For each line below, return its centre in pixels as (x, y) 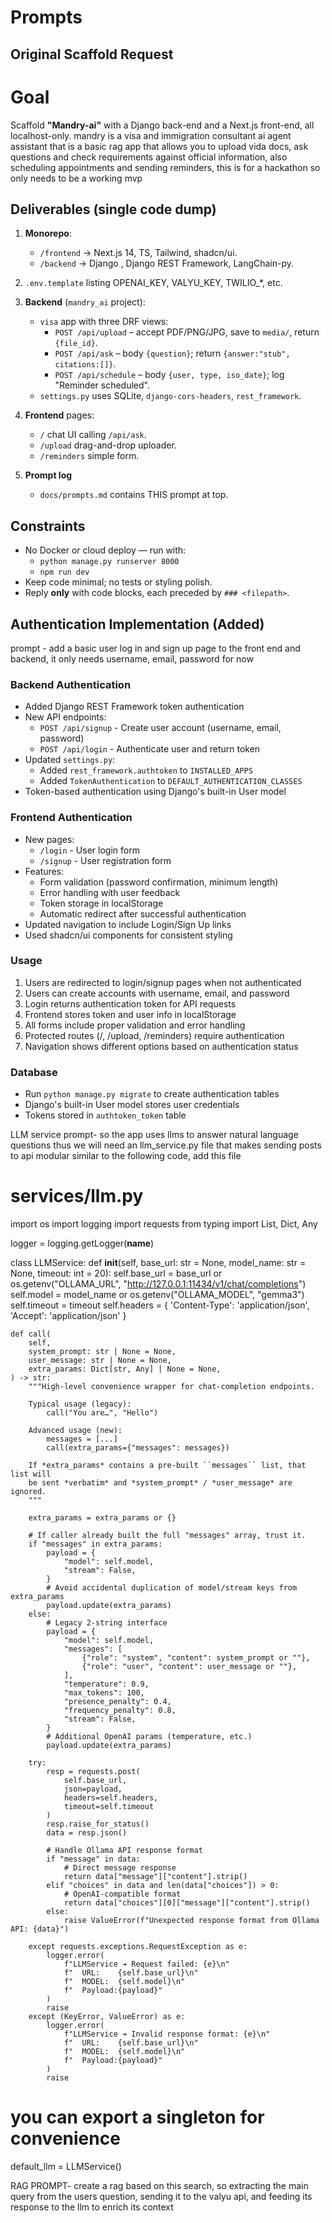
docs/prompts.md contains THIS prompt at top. (134, 495)
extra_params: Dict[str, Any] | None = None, (125, 1369)
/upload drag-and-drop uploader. (108, 445)
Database (34, 1072)
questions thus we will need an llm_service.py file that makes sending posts (166, 1145)
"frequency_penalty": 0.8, (120, 1711)
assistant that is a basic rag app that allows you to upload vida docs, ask (159, 146)
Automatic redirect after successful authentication (143, 913)
